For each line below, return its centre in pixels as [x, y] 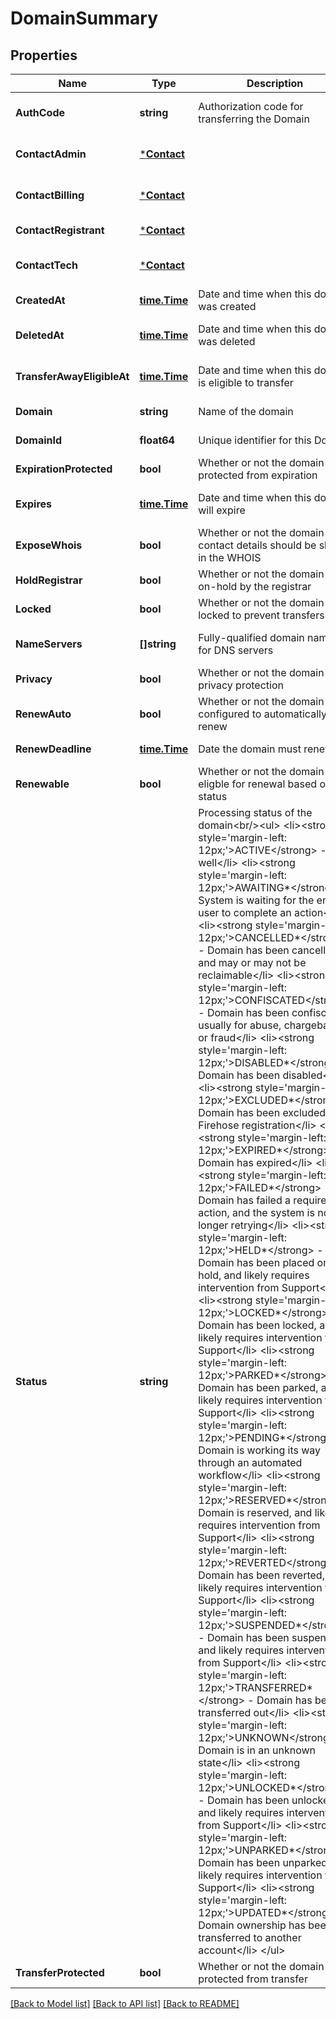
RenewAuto [43, 714]
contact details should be [257, 545]
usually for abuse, [240, 1025]
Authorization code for [251, 106]
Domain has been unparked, [264, 1862]
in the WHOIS [230, 557]
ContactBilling [50, 195]
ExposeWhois [49, 545]
